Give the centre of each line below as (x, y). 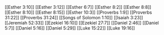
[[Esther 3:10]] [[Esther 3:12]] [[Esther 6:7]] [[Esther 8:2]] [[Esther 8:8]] (78, 7)
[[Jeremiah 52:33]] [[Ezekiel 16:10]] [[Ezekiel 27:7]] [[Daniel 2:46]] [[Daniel (82, 23)
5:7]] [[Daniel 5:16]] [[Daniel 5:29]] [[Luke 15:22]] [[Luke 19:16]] (70, 28)
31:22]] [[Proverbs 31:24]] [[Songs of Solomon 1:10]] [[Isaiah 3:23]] (74, 17)
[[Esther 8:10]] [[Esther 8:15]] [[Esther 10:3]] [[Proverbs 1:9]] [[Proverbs (78, 12)
